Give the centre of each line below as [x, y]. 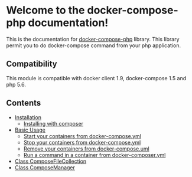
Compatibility [32, 64]
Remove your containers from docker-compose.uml [86, 149]
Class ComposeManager [45, 167]
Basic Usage [30, 130]
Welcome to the [45, 10]
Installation [28, 117]
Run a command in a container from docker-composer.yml [95, 155]
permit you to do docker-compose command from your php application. [94, 45]
